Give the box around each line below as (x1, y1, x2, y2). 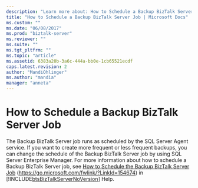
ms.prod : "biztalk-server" (6, 31, 72, 37)
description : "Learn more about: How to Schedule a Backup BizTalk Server (6, 8, 194, 15)
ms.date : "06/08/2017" (6, 25, 62, 31)
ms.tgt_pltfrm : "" (6, 47, 51, 53)
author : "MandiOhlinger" (6, 69, 67, 75)
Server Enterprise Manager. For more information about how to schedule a (6, 156, 187, 163)
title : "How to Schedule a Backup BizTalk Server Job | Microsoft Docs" (6, 14, 189, 20)
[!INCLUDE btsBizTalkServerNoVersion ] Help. (6, 175, 115, 182)
